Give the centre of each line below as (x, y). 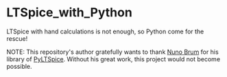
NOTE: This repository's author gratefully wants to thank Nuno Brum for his (112, 52)
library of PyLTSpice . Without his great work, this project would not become (113, 59)
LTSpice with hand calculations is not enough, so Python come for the (105, 31)
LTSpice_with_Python (70, 13)
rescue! (17, 38)
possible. (19, 66)
